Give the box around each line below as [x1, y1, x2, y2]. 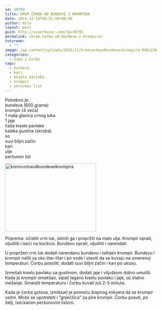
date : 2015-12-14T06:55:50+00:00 [5, 16, 73, 21]
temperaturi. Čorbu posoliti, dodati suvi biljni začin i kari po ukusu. [5, 260, 137, 266]
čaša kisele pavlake [5, 123, 45, 128]
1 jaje [5, 117, 16, 124]
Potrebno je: [5, 97, 30, 103]
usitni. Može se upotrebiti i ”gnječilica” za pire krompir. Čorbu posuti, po [5, 294, 148, 300]
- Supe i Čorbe [9, 57, 40, 62]
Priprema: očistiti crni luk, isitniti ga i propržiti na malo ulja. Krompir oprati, [5, 235, 153, 241]
